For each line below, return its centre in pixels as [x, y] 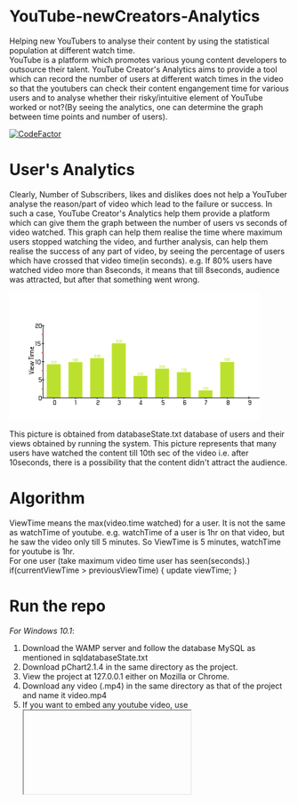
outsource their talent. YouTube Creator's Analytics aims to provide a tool [143, 69]
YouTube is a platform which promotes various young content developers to [148, 60]
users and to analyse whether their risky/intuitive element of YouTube [136, 97]
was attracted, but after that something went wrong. [105, 279]
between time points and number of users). [89, 117]
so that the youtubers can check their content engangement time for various [149, 88]
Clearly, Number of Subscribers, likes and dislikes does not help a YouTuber [148, 194]
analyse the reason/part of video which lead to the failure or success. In [141, 204]
